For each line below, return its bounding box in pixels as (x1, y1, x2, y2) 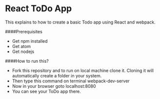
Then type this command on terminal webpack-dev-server (12, 78, 130, 84)
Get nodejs (12, 49, 35, 54)
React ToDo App (5, 3, 72, 14)
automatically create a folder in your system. (12, 73, 102, 78)
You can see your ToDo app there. (12, 88, 81, 94)
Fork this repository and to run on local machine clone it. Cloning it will (12, 67, 154, 74)
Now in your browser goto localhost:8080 (12, 83, 96, 89)
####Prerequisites (5, 28, 42, 34)
